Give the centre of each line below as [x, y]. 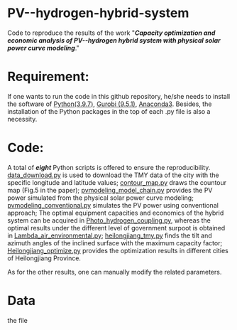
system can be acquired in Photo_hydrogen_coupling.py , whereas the [109, 220]
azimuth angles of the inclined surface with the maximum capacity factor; [115, 243]
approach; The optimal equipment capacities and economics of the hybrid [116, 213]
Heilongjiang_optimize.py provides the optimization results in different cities [118, 250]
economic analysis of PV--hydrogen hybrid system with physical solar [114, 40]
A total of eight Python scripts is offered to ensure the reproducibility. [109, 167]
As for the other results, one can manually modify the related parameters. [115, 272]
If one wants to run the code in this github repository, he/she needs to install [119, 96]
